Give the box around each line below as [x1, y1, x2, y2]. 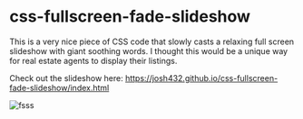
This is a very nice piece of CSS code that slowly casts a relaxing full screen [9, 36, 295, 47]
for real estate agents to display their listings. [9, 55, 178, 66]
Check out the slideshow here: [9, 72, 124, 83]
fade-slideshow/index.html [9, 82, 110, 93]
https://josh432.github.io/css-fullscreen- [125, 72, 279, 83]
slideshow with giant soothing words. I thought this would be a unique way [9, 45, 288, 56]
